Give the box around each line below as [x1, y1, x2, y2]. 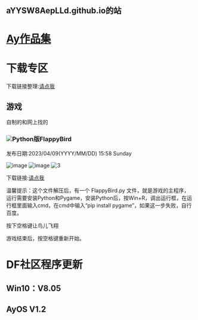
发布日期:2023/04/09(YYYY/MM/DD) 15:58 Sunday [6, 150, 132, 157]
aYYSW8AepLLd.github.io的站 [6, 5, 122, 16]
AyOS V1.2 [6, 304, 47, 314]
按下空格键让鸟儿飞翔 [6, 222, 58, 229]
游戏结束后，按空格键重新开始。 [6, 234, 85, 242]
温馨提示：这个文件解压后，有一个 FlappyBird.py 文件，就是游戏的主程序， [6, 187, 190, 194]
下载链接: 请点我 [6, 174, 45, 181]
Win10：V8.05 [6, 284, 61, 294]
